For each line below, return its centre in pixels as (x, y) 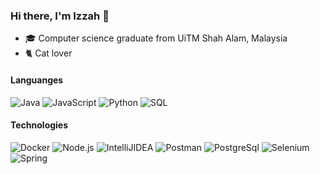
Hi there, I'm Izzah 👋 (60, 16)
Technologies (39, 125)
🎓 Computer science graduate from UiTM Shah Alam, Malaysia (156, 38)
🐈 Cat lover (48, 53)
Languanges (37, 80)
